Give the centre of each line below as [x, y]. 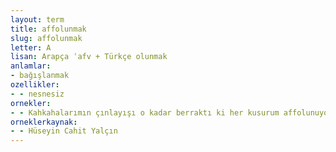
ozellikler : [35, 85]
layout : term [37, 19]
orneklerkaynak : [44, 122]
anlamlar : [31, 66]
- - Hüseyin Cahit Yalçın [64, 131]
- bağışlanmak [40, 76]
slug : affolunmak [46, 38]
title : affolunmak [48, 29]
